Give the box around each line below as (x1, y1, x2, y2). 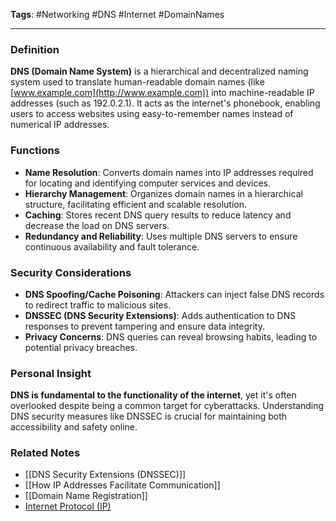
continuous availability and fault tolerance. (24, 240, 200, 253)
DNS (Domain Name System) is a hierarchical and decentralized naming (10, 65, 309, 78)
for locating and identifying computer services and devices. (24, 177, 272, 189)
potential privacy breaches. (24, 341, 138, 353)
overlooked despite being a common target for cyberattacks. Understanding (10, 400, 324, 412)
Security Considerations (10, 265, 132, 279)
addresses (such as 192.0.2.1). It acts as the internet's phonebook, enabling (10, 97, 321, 109)
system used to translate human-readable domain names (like (10, 76, 265, 88)
